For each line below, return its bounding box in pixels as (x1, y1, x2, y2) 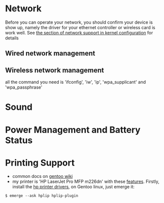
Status (5, 135, 33, 146)
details (5, 35, 19, 41)
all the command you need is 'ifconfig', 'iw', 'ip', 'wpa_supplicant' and (5, 79, 146, 85)
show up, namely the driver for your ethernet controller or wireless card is (5, 24, 156, 30)
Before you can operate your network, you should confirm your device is (5, 19, 153, 25)
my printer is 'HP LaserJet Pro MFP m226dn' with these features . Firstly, (12, 178, 160, 185)
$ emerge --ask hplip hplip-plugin (5, 193, 79, 199)
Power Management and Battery (5, 124, 141, 135)
